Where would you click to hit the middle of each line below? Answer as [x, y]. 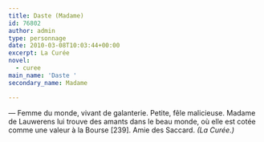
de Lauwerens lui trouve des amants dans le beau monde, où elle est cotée [132, 121]
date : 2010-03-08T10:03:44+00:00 [64, 46]
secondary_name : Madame [48, 83]
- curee [28, 68]
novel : [19, 61]
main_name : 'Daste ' [43, 75]
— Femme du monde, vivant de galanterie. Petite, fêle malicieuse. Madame [132, 112]
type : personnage [37, 38]
